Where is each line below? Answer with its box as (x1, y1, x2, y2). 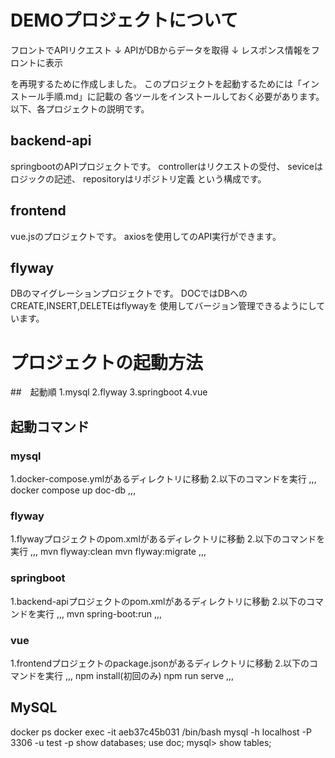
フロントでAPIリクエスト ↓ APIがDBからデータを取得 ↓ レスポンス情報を (10, 44, 312, 56)
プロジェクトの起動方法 (10, 351, 204, 374)
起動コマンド (10, 418, 90, 435)
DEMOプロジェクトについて (10, 9, 239, 32)
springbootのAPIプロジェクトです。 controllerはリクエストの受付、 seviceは (10, 160, 323, 172)
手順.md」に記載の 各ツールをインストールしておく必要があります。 (44, 90, 325, 102)
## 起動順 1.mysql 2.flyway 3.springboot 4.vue (10, 386, 208, 398)
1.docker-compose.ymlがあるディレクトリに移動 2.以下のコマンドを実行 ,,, (10, 473, 317, 485)
